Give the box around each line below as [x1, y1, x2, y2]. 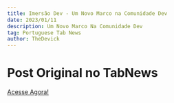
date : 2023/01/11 [7, 16, 57, 23]
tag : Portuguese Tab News [7, 29, 81, 36]
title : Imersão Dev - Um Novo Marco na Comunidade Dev [7, 10, 168, 17]
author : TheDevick [7, 36, 60, 43]
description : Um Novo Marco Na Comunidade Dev [7, 23, 143, 30]
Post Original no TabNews [7, 65, 158, 81]
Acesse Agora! [7, 88, 50, 96]
